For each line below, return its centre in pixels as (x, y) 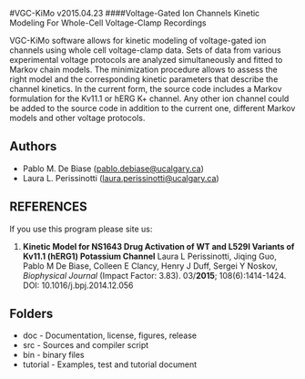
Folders (31, 314)
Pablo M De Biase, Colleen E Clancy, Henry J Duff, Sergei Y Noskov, (150, 266)
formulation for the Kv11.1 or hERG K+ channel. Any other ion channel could (149, 98)
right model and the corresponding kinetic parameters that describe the (144, 79)
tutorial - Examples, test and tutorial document (110, 364)
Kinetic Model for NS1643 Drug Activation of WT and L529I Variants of (158, 246)
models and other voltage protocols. (77, 118)
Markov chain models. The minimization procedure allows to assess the (143, 69)
